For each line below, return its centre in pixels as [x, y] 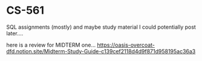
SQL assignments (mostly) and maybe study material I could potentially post [101, 27]
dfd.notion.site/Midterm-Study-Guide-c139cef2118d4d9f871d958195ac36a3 [101, 51]
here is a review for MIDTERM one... [51, 45]
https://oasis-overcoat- [126, 45]
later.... [15, 33]
